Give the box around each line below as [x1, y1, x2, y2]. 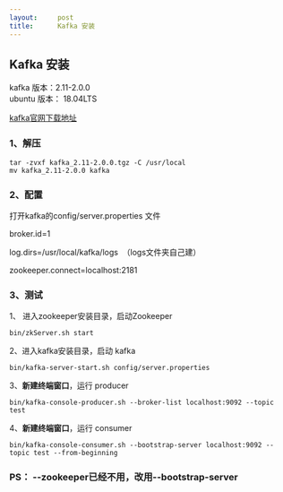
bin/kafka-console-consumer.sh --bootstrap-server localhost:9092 [9, 441, 262, 450]
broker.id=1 [9, 228, 51, 238]
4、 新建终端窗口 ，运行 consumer [9, 423, 133, 434]
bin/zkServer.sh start [9, 329, 94, 338]
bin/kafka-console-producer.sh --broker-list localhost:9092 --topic [9, 398, 275, 408]
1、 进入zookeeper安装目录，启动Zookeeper [9, 311, 173, 322]
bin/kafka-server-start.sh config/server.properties [9, 364, 210, 373]
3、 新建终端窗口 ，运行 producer [9, 380, 129, 391]
